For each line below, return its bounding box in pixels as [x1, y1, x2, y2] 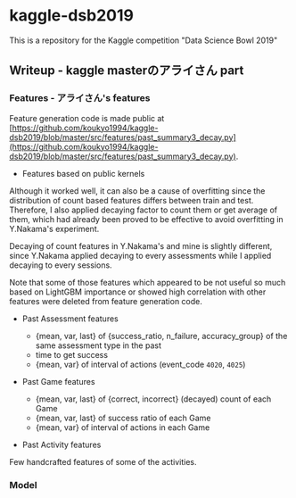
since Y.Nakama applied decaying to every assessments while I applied [9, 250, 272, 261]
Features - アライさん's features [9, 92, 151, 104]
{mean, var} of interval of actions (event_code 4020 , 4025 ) [35, 359, 246, 369]
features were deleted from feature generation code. [9, 295, 203, 306]
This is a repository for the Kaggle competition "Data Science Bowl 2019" [9, 35, 278, 46]
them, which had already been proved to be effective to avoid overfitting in [9, 213, 284, 224]
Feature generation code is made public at [9, 112, 165, 123]
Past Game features [21, 376, 95, 386]
